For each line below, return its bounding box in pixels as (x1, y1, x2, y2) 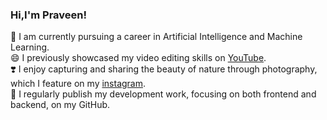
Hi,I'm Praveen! (10, 8, 88, 22)
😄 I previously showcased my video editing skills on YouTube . (10, 52, 267, 64)
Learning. (10, 41, 50, 53)
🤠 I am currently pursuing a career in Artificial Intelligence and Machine (10, 31, 303, 43)
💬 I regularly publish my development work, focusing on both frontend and (10, 88, 317, 100)
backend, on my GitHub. (10, 99, 111, 111)
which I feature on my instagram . (10, 78, 147, 90)
